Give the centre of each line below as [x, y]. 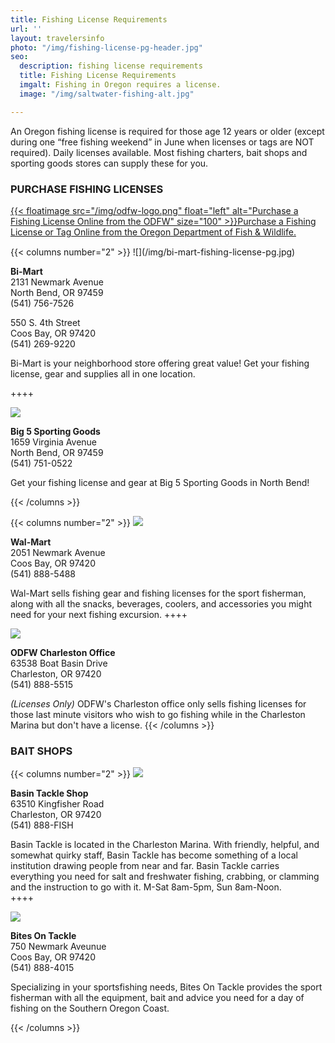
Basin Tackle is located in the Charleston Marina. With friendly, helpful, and [165, 845]
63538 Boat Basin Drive [59, 663]
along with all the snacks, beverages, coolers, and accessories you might [161, 603]
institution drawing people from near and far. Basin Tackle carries [145, 866]
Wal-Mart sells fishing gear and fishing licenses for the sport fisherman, [158, 593]
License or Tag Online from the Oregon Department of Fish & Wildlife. [153, 232]
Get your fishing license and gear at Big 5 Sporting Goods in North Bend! [160, 482]
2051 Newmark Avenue [58, 552]
